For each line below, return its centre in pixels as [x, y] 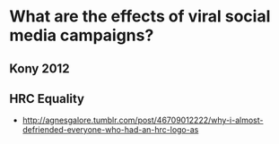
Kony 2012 [39, 68]
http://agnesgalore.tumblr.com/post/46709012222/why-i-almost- [143, 120]
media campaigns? [82, 35]
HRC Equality [47, 99]
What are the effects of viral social [140, 17]
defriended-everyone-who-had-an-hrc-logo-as [110, 130]
